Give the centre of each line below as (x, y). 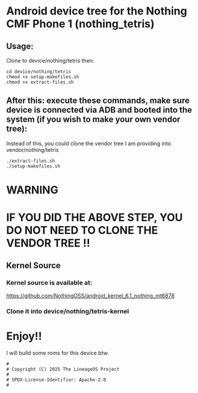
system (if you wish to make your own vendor (93, 120)
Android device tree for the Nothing (97, 11)
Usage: (20, 46)
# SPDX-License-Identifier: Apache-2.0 (56, 380)
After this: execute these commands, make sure (98, 101)
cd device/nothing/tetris (39, 72)
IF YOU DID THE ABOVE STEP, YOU (94, 218)
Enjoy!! (24, 336)
